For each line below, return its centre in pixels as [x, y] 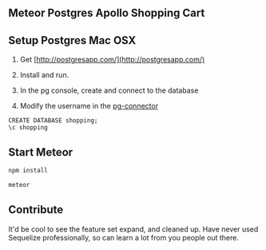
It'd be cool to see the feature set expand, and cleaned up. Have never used [133, 229]
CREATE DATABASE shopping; [53, 121]
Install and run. [44, 75]
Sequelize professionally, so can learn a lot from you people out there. [124, 237]
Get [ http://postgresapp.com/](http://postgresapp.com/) [112, 60]
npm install [28, 171]
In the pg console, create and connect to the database [109, 90]
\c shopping [28, 128]
